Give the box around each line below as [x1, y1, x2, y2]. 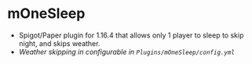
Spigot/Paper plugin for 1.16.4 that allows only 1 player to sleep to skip [18, 30, 244, 40]
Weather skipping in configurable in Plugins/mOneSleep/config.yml [18, 47, 235, 56]
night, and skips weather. [18, 38, 100, 48]
